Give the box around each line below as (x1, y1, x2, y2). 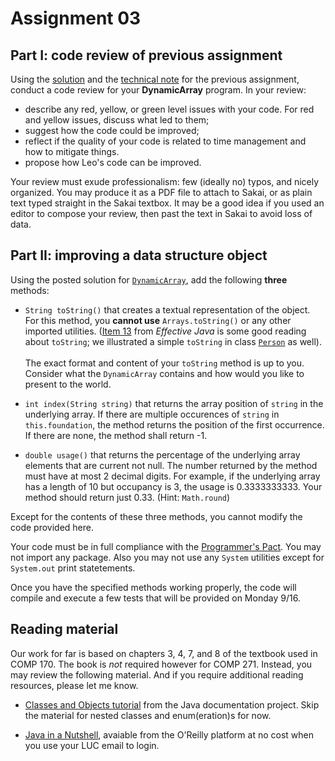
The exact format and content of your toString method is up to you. (24, 357, 305, 369)
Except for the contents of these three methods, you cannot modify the (10, 510, 303, 522)
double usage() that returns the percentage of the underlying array (24, 448, 301, 461)
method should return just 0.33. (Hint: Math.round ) (24, 491, 231, 503)
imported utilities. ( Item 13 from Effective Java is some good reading (24, 325, 307, 337)
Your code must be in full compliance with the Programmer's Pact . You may (10, 540, 322, 552)
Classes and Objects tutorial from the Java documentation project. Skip (24, 698, 320, 711)
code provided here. (10, 521, 94, 533)
